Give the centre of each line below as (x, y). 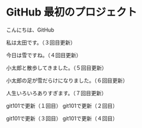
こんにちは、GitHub (30, 30)
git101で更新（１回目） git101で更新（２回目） (62, 105)
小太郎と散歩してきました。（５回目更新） (57, 68)
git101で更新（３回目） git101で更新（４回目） (62, 118)
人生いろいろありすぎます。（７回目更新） (57, 93)
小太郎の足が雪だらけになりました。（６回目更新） (67, 80)
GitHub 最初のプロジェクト (72, 12)
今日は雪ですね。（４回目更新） (44, 55)
